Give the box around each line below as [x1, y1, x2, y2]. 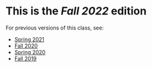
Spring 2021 [14, 36, 44, 43]
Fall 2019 [14, 55, 37, 62]
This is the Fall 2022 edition [5, 4, 147, 18]
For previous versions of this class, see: [5, 24, 104, 31]
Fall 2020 [14, 42, 38, 49]
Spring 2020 [14, 48, 46, 55]
